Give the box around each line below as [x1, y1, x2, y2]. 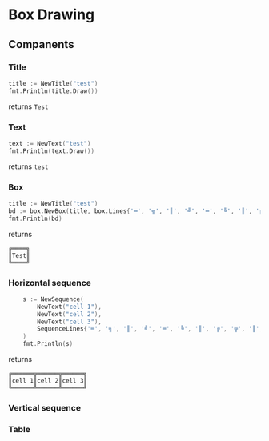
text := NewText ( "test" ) [8, 139, 91, 147]
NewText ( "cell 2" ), [37, 310, 102, 318]
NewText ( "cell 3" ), [37, 318, 102, 326]
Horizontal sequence [8, 277, 92, 288]
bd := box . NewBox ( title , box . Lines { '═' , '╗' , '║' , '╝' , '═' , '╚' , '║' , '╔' [8, 206, 267, 215]
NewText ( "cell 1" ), [37, 303, 102, 311]
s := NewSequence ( [22, 295, 84, 303]
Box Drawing [8, 6, 95, 24]
